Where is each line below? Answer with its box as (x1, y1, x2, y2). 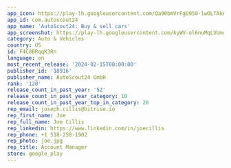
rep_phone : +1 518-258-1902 (7, 131, 88, 138)
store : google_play (7, 150, 63, 158)
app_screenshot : (7, 29, 54, 36)
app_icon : (7, 10, 36, 17)
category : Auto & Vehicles (7, 36, 85, 43)
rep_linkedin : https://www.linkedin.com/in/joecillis (7, 125, 165, 132)
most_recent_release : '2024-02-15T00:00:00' (7, 61, 137, 68)
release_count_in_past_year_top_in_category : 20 (7, 99, 149, 106)
